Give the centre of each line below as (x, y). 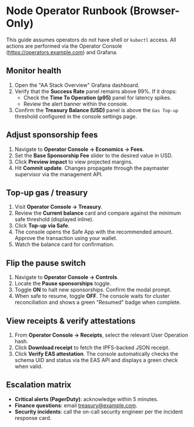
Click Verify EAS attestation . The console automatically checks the (96, 354)
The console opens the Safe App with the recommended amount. (94, 232)
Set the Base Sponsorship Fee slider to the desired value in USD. (93, 155)
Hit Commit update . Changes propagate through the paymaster (92, 168)
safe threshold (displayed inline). (54, 219)
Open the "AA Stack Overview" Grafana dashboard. (77, 85)
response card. (33, 418)
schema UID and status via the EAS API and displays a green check (96, 360)
